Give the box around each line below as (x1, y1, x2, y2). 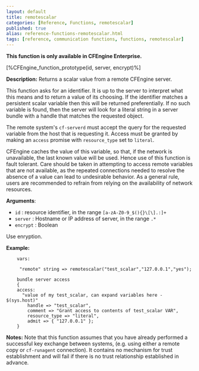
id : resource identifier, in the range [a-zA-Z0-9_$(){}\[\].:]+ (14, 209, 167, 215)
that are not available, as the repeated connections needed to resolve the (6, 167, 185, 174)
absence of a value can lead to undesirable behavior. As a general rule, (6, 173, 179, 180)
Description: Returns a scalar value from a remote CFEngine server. (6, 75, 172, 83)
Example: (6, 245, 30, 251)
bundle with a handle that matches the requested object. (6, 112, 144, 119)
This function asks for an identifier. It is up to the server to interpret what (6, 87, 184, 94)
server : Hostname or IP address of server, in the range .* (14, 215, 156, 222)
